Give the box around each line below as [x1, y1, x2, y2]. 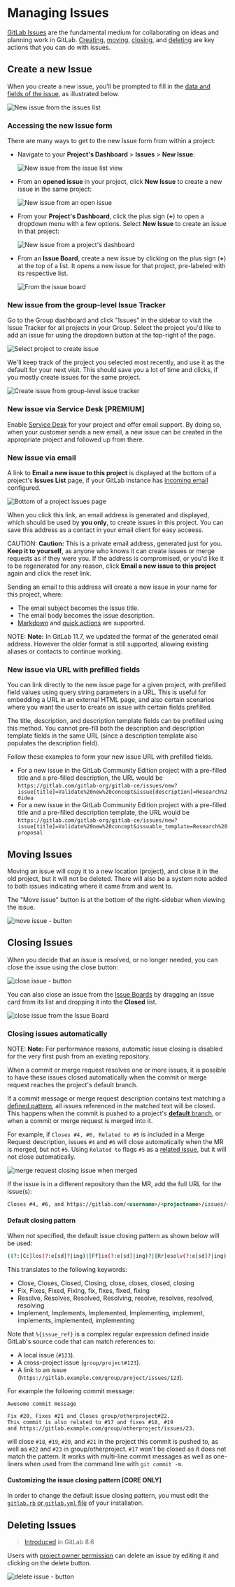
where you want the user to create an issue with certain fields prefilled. [7, 703, 212, 712]
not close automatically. [7, 1153, 76, 1161]
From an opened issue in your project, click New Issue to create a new [17, 178, 222, 186]
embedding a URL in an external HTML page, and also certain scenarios [7, 696, 215, 704]
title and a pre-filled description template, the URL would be [17, 809, 190, 817]
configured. [7, 483, 41, 492]
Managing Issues [7, 5, 110, 21]
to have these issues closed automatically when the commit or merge [7, 1073, 208, 1082]
